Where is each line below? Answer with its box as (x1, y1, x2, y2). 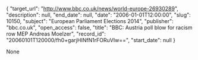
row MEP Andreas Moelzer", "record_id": (6, 30, 106, 37)
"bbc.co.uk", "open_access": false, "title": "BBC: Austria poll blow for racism (6, 24, 193, 31)
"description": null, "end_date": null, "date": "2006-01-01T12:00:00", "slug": (6, 11, 191, 18)
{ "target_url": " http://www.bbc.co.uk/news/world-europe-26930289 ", (6, 5, 178, 12)
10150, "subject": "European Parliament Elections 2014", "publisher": (6, 18, 174, 24)
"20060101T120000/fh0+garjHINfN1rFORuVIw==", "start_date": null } (6, 37, 176, 43)
